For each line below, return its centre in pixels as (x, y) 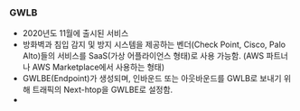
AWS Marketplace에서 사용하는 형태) (98, 67)
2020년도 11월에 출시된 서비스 (75, 33)
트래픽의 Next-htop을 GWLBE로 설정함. (103, 90)
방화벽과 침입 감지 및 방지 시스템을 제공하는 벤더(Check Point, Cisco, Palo (154, 45)
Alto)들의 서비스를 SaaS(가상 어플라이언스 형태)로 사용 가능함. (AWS (143, 56)
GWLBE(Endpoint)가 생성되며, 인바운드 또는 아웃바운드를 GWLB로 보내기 (152, 79)
